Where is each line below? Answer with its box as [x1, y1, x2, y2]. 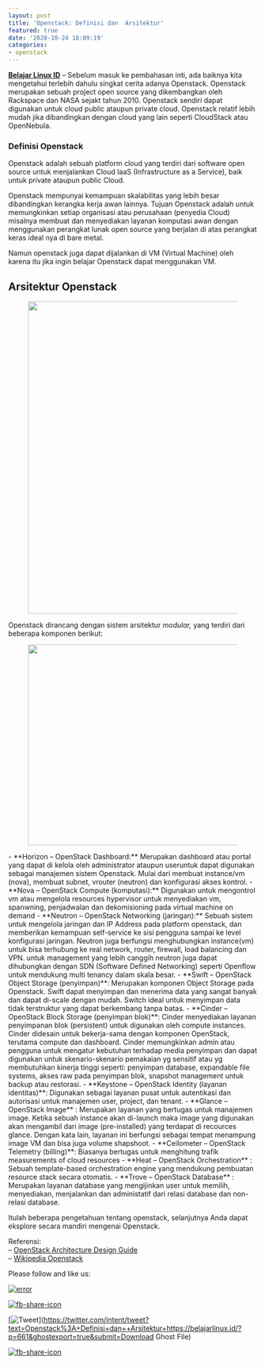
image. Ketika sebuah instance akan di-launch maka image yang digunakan [8, 1113, 255, 1123]
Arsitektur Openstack [8, 279, 117, 294]
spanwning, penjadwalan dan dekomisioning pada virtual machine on [8, 902, 233, 913]
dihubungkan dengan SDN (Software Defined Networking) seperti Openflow [8, 962, 256, 971]
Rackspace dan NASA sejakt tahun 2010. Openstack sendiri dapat [8, 96, 223, 105]
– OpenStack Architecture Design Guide [8, 1245, 138, 1254]
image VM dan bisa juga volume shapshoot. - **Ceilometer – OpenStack [8, 1139, 246, 1148]
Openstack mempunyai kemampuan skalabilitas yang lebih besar [8, 191, 220, 201]
